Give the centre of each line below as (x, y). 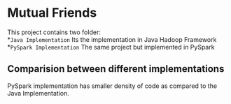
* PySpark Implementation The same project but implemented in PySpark (111, 47)
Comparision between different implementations (116, 69)
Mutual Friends (52, 13)
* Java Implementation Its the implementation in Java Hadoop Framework (112, 39)
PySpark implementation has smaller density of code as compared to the (112, 86)
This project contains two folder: (54, 32)
